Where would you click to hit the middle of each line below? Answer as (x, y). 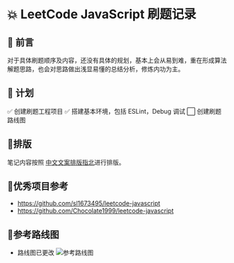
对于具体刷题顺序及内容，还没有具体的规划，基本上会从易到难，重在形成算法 (117, 60)
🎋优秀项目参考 (38, 187)
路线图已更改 (36, 253)
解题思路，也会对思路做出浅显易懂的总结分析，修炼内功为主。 (96, 69)
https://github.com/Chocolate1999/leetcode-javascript (95, 211)
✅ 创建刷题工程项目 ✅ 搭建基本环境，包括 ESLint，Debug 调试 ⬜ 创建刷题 (114, 111)
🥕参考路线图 (33, 234)
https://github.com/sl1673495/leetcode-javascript (89, 204)
